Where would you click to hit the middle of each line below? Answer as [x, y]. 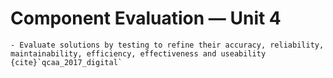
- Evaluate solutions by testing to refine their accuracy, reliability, [167, 45]
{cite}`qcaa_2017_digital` [66, 62]
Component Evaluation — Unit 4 [146, 18]
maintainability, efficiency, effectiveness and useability [138, 53]
